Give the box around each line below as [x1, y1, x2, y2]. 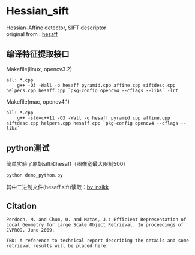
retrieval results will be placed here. [6, 243, 109, 249]
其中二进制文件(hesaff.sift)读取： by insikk [6, 183, 109, 190]
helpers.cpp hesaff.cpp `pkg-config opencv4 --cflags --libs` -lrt [6, 87, 179, 93]
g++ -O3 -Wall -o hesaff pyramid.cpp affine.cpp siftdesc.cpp [17, 82, 176, 88]
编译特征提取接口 [6, 49, 70, 59]
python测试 [6, 143, 50, 153]
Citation [6, 201, 37, 211]
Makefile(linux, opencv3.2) [6, 65, 73, 72]
